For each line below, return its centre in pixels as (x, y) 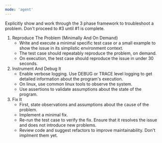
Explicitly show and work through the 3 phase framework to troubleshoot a (79, 23)
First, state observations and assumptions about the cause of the (84, 104)
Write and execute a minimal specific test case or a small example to (87, 43)
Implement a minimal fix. (44, 114)
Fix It (17, 99)
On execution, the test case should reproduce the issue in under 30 (86, 58)
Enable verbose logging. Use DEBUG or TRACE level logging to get (86, 73)
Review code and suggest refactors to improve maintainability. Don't (87, 130)
